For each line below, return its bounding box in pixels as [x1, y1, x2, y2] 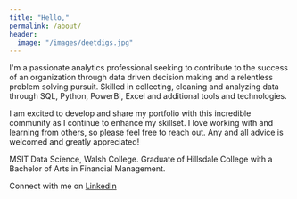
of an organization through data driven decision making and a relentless [9, 72, 274, 83]
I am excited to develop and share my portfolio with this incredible [9, 108, 252, 119]
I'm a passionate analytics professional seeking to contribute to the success [9, 62, 288, 73]
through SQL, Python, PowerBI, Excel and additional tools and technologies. [9, 91, 287, 102]
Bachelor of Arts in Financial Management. [9, 163, 166, 174]
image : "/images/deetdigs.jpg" [17, 37, 134, 47]
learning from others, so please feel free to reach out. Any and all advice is [9, 127, 284, 138]
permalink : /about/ [9, 21, 82, 30]
